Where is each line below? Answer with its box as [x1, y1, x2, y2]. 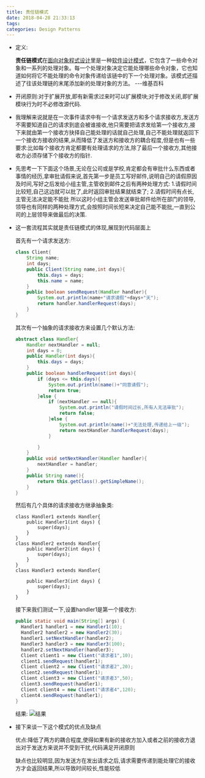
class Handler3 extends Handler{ [15, 568, 101, 574]
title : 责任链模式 [6, 9, 49, 15]
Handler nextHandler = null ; [26, 342, 101, 348]
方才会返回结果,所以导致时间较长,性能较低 [15, 765, 121, 772]
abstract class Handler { [15, 336, 79, 342]
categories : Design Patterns [6, 26, 81, 33]
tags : [6, 20, 20, 26]
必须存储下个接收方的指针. [26, 152, 92, 160]
